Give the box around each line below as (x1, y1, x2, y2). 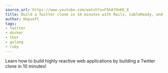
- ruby (5, 44, 19, 49)
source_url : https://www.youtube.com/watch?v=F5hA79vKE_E (5, 7, 129, 12)
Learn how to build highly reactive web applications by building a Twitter (5, 58, 155, 64)
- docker (5, 30, 24, 35)
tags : (5, 21, 17, 26)
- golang (5, 40, 24, 45)
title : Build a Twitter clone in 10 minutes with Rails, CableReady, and (5, 12, 163, 17)
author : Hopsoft (5, 16, 39, 21)
